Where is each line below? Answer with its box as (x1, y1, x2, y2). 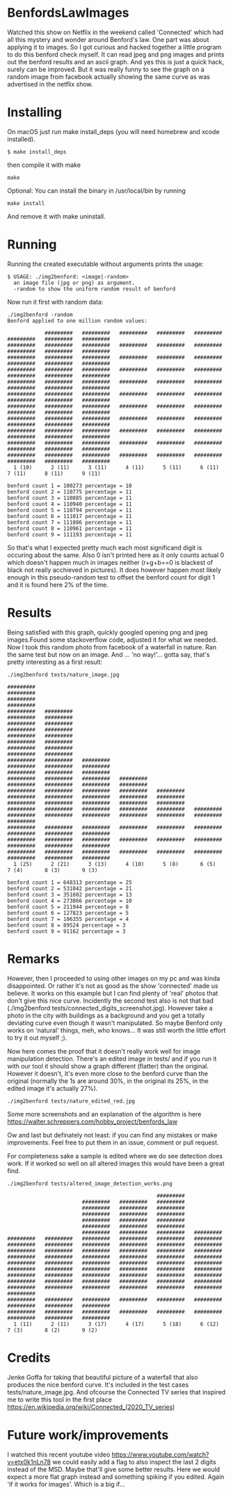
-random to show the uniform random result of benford (13, 285, 176, 293)
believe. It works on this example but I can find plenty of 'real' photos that (7, 989, 218, 997)
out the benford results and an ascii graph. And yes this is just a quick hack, (7, 57, 225, 66)
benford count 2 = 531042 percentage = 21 (7, 885, 132, 892)
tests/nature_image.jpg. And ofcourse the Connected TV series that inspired (7, 1387, 226, 1396)
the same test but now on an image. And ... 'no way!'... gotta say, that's (7, 650, 210, 658)
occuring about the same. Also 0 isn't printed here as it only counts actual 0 (7, 550, 225, 559)
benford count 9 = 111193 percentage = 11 (7, 531, 132, 538)
